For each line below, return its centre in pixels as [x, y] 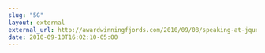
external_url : [32, 30]
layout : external [37, 23]
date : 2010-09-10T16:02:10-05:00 [63, 37]
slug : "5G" [26, 15]
